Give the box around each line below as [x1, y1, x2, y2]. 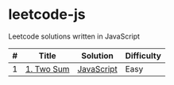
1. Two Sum [25, 63, 70, 74]
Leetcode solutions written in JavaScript [8, 31, 141, 41]
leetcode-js [8, 6, 86, 24]
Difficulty [125, 50, 161, 61]
